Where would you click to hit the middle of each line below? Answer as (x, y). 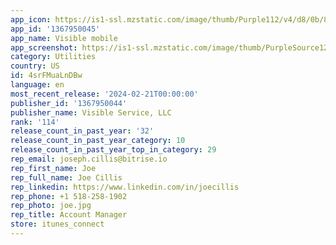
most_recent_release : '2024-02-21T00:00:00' (104, 94)
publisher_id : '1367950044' (69, 103)
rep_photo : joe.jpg (51, 206)
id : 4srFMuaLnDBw (46, 76)
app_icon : (31, 19)
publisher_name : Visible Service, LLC (91, 112)
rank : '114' (35, 122)
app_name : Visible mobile (64, 38)
